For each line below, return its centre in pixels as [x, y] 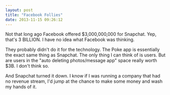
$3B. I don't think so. [27, 66]
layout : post [19, 10]
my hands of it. [21, 87]
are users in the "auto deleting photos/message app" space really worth [81, 61]
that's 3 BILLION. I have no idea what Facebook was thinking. [70, 40]
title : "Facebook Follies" [34, 15]
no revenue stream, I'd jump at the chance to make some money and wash [84, 81]
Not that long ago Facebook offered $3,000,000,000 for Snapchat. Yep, [81, 34]
